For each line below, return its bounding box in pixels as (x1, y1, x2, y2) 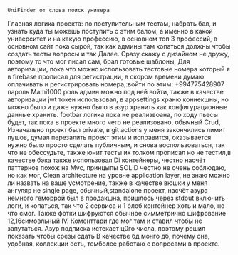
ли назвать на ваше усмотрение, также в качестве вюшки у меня (7, 179, 208, 187)
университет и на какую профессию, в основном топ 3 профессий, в (7, 34, 218, 43)
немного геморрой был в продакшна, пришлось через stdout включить (7, 194, 226, 202)
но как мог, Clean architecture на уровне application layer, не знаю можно (7, 171, 230, 179)
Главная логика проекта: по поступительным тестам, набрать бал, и (7, 19, 217, 28)
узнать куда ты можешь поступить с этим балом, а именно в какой (7, 27, 213, 35)
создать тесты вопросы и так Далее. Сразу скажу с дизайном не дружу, (7, 50, 229, 58)
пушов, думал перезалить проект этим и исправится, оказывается (7, 133, 212, 141)
